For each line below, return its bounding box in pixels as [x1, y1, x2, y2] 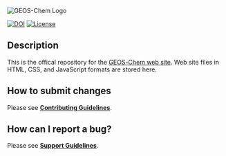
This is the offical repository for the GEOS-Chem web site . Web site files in [7, 58, 220, 66]
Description [7, 40, 59, 52]
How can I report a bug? [7, 124, 112, 135]
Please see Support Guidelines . [7, 142, 99, 150]
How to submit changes [7, 85, 112, 97]
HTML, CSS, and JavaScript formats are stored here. [7, 65, 158, 74]
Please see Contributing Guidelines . [7, 103, 113, 111]
